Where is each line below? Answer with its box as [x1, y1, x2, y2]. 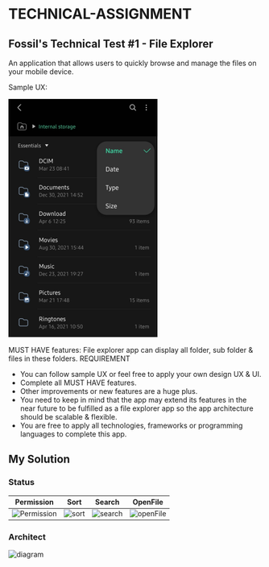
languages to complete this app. [19, 429, 127, 439]
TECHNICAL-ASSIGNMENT [8, 5, 192, 23]
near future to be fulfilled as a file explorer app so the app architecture [19, 404, 254, 413]
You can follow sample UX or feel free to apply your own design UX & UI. [19, 370, 262, 379]
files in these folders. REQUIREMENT [8, 354, 130, 363]
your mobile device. [8, 67, 74, 77]
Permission [14, 497, 54, 507]
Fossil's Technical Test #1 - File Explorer [8, 37, 213, 51]
